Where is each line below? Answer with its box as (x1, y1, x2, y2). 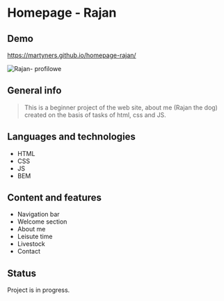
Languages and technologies (7, 131, 136, 143)
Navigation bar (17, 210, 61, 219)
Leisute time (17, 232, 53, 241)
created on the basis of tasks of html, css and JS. (24, 110, 167, 119)
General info (7, 85, 62, 97)
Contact (17, 247, 40, 256)
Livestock (17, 240, 45, 248)
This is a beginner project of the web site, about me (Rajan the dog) (24, 103, 218, 111)
